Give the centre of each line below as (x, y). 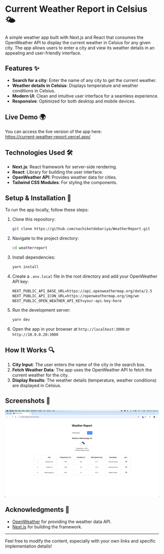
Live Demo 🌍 (26, 117)
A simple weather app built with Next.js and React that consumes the (74, 37)
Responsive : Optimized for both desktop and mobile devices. (74, 101)
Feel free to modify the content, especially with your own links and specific (81, 541)
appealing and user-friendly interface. (43, 53)
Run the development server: (41, 310)
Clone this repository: (34, 219)
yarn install (25, 267)
